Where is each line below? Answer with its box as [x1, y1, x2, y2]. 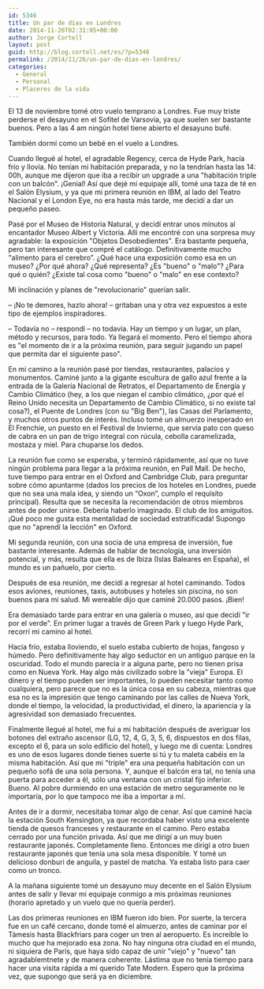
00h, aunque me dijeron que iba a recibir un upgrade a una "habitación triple [8, 170, 257, 180]
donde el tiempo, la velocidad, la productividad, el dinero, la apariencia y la [8, 701, 251, 710]
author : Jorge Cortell [8, 33, 83, 42]
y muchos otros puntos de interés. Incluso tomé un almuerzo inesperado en [8, 415, 254, 425]
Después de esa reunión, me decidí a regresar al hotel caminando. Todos [8, 578, 246, 588]
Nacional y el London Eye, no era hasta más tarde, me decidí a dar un [8, 196, 234, 205]
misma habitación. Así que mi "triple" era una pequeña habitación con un [8, 759, 246, 768]
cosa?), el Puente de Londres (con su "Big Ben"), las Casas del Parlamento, [8, 406, 254, 416]
